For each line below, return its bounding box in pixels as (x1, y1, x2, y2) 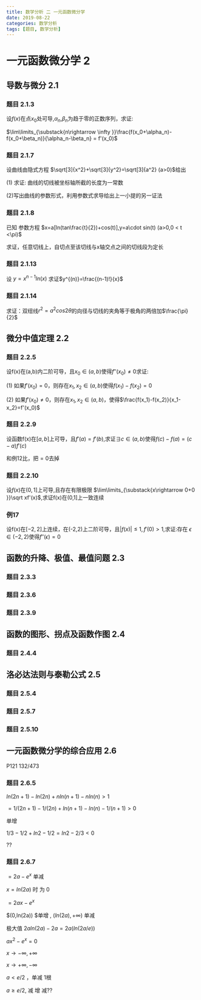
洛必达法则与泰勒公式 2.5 (6, 670, 101, 680)
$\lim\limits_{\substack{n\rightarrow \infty (6, 128, 111, 135)
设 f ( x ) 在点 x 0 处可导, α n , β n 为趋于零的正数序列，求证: (6, 115, 134, 124)
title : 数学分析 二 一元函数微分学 (6, 9, 86, 15)
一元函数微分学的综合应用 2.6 (6, 746, 117, 756)
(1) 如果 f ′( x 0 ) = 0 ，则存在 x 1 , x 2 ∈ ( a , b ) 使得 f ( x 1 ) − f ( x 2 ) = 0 (6, 381, 152, 391)
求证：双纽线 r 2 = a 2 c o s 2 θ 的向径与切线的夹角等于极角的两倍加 (6, 306, 162, 314)
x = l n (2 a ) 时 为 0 (6, 886, 50, 893)
